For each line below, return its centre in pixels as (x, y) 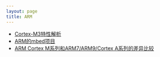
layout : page (22, 11)
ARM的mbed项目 (35, 41)
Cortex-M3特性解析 (38, 34)
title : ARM (19, 17)
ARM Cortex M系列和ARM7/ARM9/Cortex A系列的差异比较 (84, 48)
